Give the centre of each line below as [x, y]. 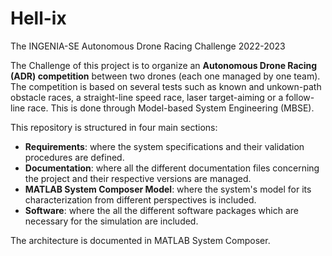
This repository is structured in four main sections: [114, 127]
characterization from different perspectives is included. [140, 199]
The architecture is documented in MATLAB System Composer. [140, 240]
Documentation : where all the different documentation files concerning [172, 168]
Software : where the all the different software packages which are [162, 210]
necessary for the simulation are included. [111, 221]
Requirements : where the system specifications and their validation [164, 146]
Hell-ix [38, 18]
